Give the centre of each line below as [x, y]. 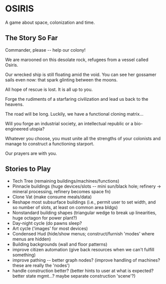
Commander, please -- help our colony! [45, 50]
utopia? [37, 129]
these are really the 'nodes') [41, 265]
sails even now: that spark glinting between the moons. [61, 79]
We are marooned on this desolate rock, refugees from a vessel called [77, 60]
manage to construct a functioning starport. [50, 143]
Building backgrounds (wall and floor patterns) [60, 244]
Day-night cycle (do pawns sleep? [47, 223]
